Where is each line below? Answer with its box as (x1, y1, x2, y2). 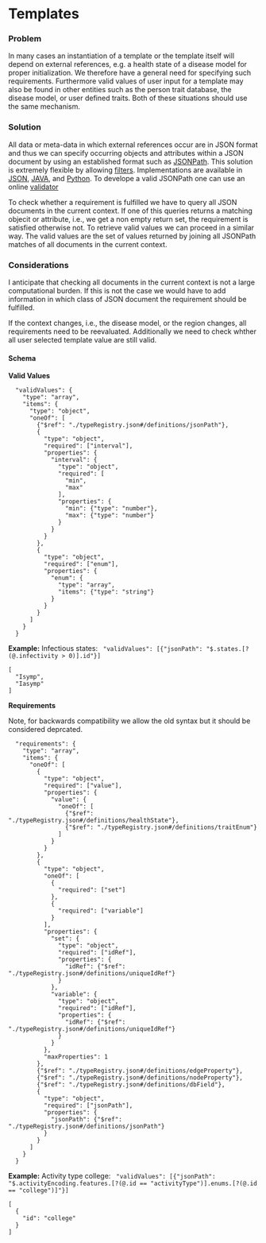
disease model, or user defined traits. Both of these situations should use (8, 93, 248, 103)
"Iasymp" (15, 680, 44, 688)
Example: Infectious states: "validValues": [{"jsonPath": (8, 644, 203, 653)
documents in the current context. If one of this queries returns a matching (8, 206, 253, 215)
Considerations (8, 259, 69, 270)
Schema (8, 353, 37, 362)
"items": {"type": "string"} (58, 588, 155, 596)
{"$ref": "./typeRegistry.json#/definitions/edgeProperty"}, (37, 1067, 244, 1075)
